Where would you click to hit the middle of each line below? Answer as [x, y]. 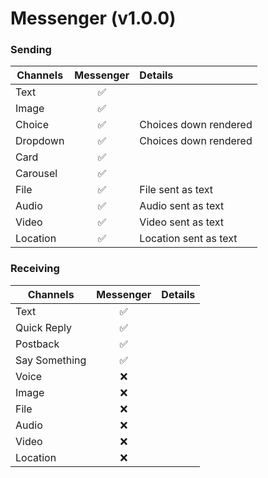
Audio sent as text [182, 206]
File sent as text [176, 190]
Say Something [51, 360]
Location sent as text [188, 239]
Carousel [36, 174]
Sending [31, 50]
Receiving [35, 269]
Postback [37, 344]
